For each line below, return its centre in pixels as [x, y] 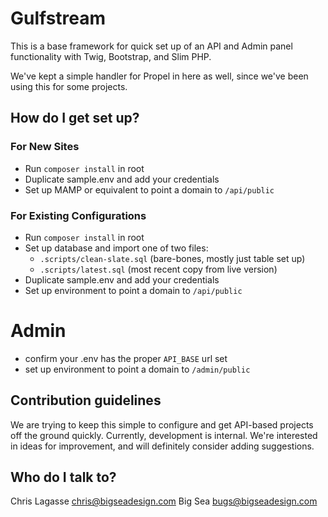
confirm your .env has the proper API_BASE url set [126, 358]
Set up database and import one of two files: [116, 248]
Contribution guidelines [86, 400]
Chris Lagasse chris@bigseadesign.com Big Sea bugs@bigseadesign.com [164, 501]
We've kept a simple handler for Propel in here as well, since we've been [159, 76]
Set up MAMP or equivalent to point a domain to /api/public [149, 189]
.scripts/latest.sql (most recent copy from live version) [158, 269]
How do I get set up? [75, 118]
